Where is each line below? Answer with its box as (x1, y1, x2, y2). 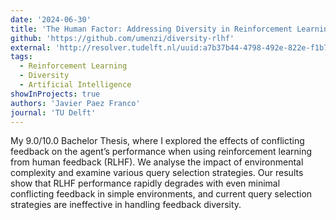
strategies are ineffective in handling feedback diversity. (10, 199, 242, 211)
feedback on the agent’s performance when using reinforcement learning (10, 146, 313, 158)
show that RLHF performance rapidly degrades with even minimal (10, 177, 281, 190)
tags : (10, 52, 33, 62)
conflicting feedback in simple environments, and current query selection (10, 188, 313, 200)
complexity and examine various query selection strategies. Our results (10, 167, 304, 179)
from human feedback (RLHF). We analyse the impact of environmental (10, 156, 304, 168)
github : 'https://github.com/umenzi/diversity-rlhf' (10, 33, 235, 43)
